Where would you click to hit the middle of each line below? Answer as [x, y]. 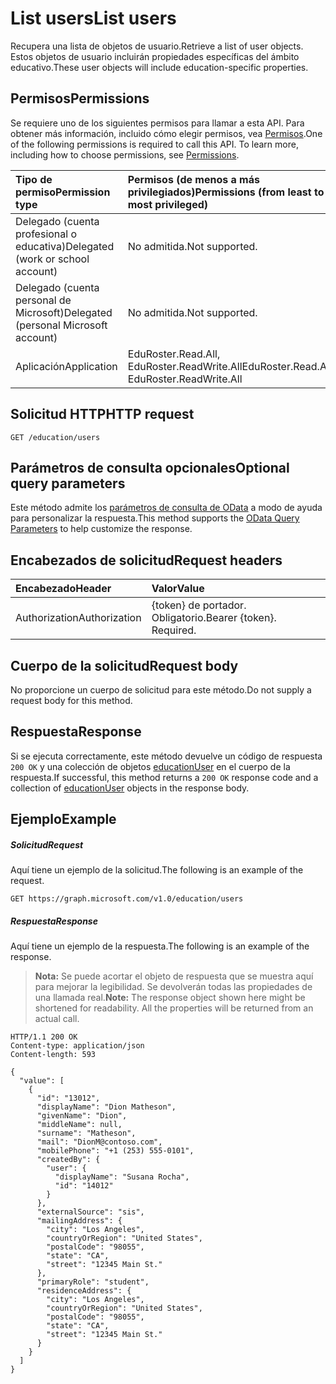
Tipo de [34, 179]
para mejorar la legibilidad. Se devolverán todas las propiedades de [173, 987]
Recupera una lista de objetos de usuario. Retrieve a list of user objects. [157, 46]
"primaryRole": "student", [93, 1282]
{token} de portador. [199, 605]
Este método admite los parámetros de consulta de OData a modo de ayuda [166, 508]
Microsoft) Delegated [64, 312]
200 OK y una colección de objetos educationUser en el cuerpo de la [150, 766]
